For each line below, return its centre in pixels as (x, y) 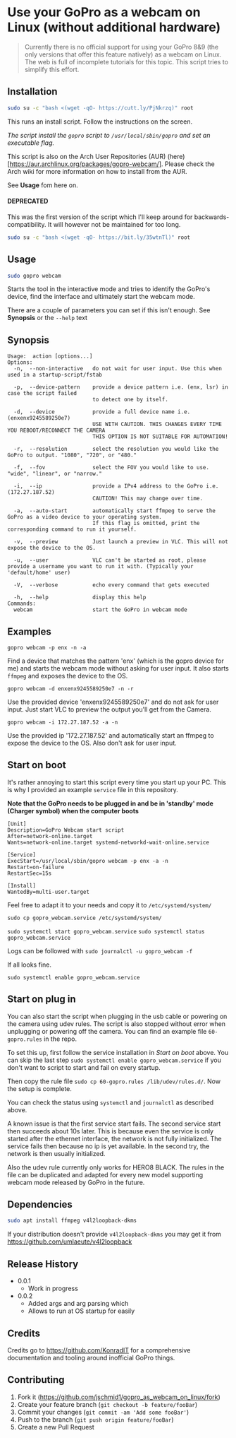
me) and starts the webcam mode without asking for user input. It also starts (118, 668)
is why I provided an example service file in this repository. (93, 789)
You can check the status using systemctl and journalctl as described (111, 1102)
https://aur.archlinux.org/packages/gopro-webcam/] (86, 164)
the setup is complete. (40, 1088)
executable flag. (31, 143)
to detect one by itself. (131, 400)
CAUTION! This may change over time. (148, 499)
